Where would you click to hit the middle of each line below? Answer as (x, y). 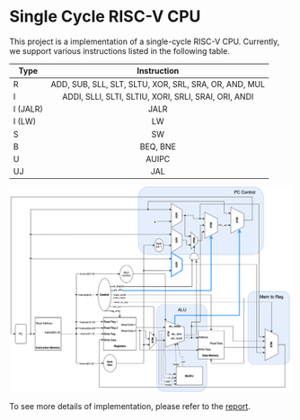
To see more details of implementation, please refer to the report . (130, 406)
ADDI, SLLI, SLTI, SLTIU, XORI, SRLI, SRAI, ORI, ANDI (158, 96)
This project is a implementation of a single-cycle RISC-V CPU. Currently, (145, 41)
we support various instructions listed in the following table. (120, 50)
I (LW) (25, 121)
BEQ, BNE (158, 147)
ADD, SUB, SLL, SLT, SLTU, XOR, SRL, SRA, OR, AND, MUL (158, 84)
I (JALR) (28, 109)
